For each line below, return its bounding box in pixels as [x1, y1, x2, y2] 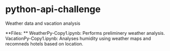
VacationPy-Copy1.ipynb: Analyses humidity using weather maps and [5, 35, 152, 41]
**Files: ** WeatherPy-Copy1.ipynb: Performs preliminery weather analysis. [5, 30, 165, 36]
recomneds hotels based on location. [5, 40, 83, 46]
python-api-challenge [5, 4, 101, 15]
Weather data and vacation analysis [5, 20, 81, 26]
